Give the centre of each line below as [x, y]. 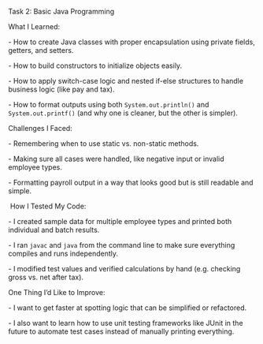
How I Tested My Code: [48, 206]
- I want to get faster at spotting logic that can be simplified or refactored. [128, 308]
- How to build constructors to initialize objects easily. [95, 65]
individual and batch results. [54, 230]
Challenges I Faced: [40, 128]
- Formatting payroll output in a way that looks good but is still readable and [131, 182]
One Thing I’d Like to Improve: [57, 292]
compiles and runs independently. [63, 253]
